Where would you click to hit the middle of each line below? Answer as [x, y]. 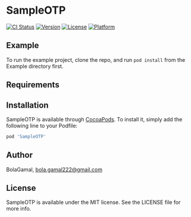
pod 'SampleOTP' [26, 136]
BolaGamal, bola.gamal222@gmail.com [54, 169]
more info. [19, 209]
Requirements [33, 85]
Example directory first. [35, 66]
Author [19, 155]
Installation [27, 105]
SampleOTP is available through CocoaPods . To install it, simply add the [94, 119]
